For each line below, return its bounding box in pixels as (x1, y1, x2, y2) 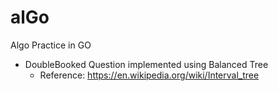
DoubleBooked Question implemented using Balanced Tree (24, 58, 269, 70)
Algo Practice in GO (10, 39, 92, 51)
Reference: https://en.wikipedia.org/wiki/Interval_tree (39, 69, 260, 81)
